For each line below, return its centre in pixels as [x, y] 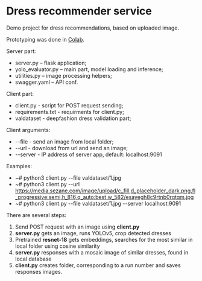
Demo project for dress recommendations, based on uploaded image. [93, 28]
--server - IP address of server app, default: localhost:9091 [88, 154]
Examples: [19, 166]
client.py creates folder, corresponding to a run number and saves [98, 265]
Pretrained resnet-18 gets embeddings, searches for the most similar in [104, 239]
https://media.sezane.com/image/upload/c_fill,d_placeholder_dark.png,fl [105, 191]
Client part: [20, 93]
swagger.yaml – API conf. [46, 82]
